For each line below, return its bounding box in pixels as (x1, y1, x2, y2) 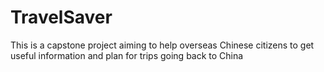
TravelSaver (10, 6, 113, 29)
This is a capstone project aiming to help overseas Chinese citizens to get (10, 39, 315, 51)
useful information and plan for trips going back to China (10, 49, 244, 61)
